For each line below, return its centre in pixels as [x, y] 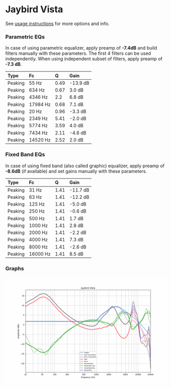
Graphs [15, 268]
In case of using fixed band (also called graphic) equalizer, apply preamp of [85, 166]
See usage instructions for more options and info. [58, 24]
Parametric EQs [25, 37]
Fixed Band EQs [25, 154]
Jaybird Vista [34, 9]
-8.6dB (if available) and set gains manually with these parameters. [76, 171]
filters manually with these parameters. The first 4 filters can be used [78, 53]
